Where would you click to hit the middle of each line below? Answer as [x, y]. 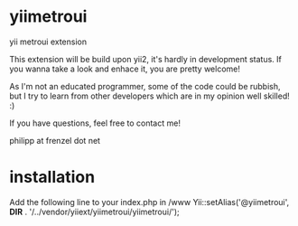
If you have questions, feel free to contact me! [95, 123]
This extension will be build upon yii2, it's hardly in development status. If [146, 59]
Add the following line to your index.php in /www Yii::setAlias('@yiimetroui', [149, 202]
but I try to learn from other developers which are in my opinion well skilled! [150, 96]
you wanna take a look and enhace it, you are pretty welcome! [125, 69]
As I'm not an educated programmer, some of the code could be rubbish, [145, 86]
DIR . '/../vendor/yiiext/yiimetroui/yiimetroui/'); [94, 212]
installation [52, 177]
